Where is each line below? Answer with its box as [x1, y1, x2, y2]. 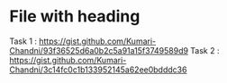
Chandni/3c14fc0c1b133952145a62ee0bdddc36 [9, 64, 187, 75]
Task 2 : [190, 45, 220, 55]
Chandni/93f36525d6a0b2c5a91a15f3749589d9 [9, 45, 189, 55]
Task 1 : [9, 36, 38, 46]
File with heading [9, 6, 141, 27]
